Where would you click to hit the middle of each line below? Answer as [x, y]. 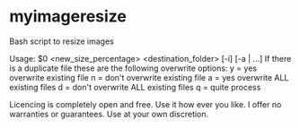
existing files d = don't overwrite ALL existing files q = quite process [135, 87]
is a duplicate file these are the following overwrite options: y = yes [133, 68]
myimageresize [68, 17]
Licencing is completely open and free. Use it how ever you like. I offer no [146, 104]
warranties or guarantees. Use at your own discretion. [109, 114]
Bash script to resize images [62, 41]
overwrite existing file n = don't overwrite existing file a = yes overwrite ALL [149, 77]
